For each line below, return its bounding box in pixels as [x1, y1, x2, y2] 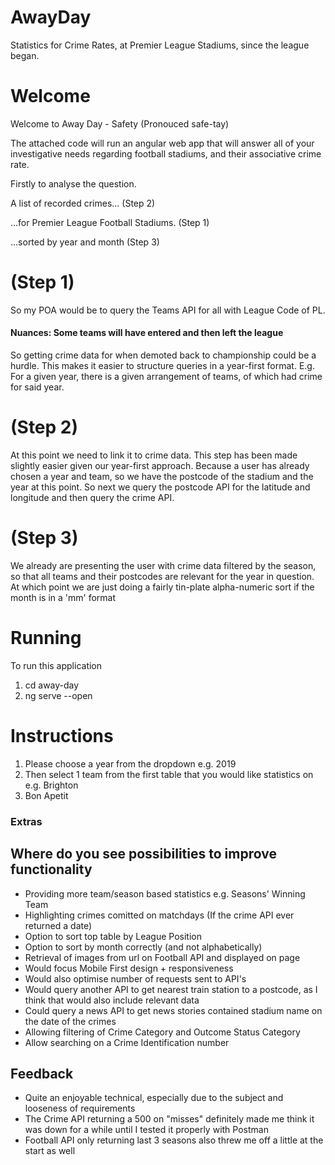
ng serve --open [24, 689, 93, 701]
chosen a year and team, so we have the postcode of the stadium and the [10, 470, 314, 482]
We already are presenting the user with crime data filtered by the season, [10, 559, 317, 571]
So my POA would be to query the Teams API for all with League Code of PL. [10, 304, 326, 316]
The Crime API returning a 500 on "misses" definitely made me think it [24, 1113, 315, 1125]
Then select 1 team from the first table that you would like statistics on [24, 768, 314, 780]
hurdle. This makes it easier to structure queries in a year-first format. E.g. [10, 360, 315, 372]
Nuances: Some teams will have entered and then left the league [10, 327, 284, 339]
